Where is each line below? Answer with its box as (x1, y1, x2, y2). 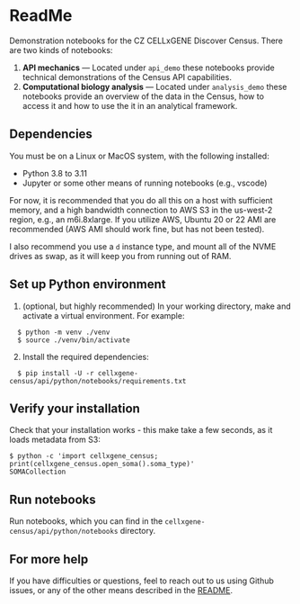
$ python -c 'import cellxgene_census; (9, 452, 159, 461)
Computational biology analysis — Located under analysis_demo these (22, 81, 287, 92)
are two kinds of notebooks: (9, 44, 113, 55)
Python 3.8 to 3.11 (22, 167, 88, 178)
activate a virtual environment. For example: (22, 310, 185, 320)
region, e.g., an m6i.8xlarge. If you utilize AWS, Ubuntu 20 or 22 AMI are (9, 213, 277, 225)
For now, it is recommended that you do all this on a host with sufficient (9, 194, 273, 205)
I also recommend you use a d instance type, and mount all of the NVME (9, 240, 277, 252)
